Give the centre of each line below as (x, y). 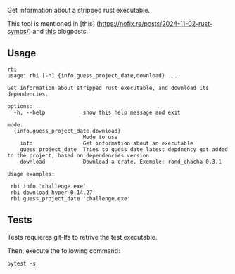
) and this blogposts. (58, 31)
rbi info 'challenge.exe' (48, 186)
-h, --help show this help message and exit (97, 112)
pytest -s (22, 263)
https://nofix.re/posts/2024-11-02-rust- (155, 24)
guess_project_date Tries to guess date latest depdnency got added (124, 149)
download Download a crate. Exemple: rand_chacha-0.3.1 (121, 162)
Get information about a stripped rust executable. (78, 10)
